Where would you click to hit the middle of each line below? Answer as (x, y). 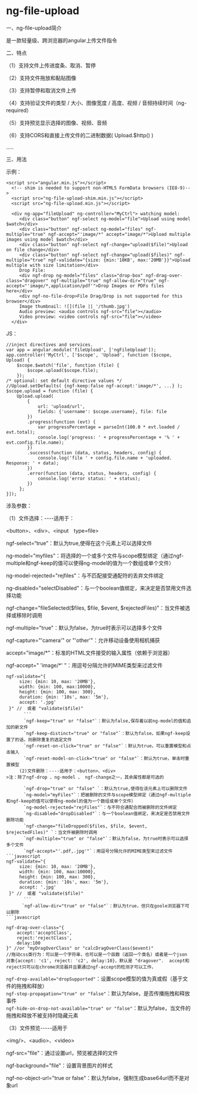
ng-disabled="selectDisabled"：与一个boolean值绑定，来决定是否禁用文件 (96, 588)
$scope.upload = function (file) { (50, 391)
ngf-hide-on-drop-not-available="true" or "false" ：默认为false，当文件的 (98, 1008)
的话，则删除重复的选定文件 (43, 740)
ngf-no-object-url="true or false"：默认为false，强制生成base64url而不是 (95, 1078)
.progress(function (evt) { (61, 422)
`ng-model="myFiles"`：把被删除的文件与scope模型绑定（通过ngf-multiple (107, 795)
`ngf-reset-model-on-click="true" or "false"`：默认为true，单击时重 (106, 758)
